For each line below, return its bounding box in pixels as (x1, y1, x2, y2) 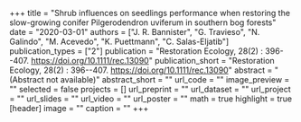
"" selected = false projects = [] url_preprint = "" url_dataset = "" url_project (9, 84, 291, 94)
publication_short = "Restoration (155, 56, 276, 65)
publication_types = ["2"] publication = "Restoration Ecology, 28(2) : (9, 46, 264, 57)
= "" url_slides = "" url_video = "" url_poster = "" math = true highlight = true (9, 93, 292, 104)
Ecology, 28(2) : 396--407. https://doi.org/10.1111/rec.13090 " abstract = (9, 65, 273, 75)
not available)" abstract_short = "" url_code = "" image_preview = (45, 74, 290, 84)
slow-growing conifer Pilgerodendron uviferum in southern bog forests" (9, 17, 277, 28)
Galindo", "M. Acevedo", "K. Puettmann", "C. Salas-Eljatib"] (9, 36, 230, 47)
